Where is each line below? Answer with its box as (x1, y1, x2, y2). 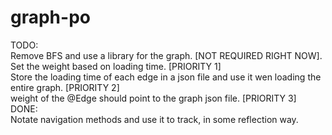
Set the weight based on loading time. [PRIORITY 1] (10, 60, 222, 72)
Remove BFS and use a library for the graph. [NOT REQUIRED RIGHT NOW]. (10, 49, 323, 61)
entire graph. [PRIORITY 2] (10, 81, 120, 93)
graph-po (10, 6, 91, 29)
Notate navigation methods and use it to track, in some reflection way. (10, 113, 299, 125)
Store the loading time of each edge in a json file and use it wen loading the (10, 71, 322, 83)
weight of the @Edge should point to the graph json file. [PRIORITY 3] (10, 92, 297, 104)
